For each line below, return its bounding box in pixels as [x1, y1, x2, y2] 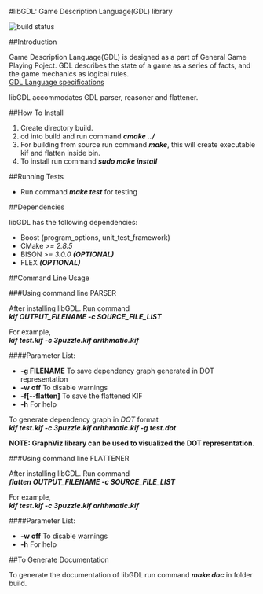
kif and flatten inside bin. [20, 149, 100, 157]
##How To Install [9, 108, 64, 117]
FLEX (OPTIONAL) [20, 258, 81, 267]
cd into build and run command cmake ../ [20, 131, 155, 141]
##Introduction [9, 37, 57, 46]
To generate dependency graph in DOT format [9, 415, 159, 424]
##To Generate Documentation [9, 555, 109, 564]
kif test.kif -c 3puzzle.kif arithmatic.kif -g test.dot [9, 423, 177, 432]
